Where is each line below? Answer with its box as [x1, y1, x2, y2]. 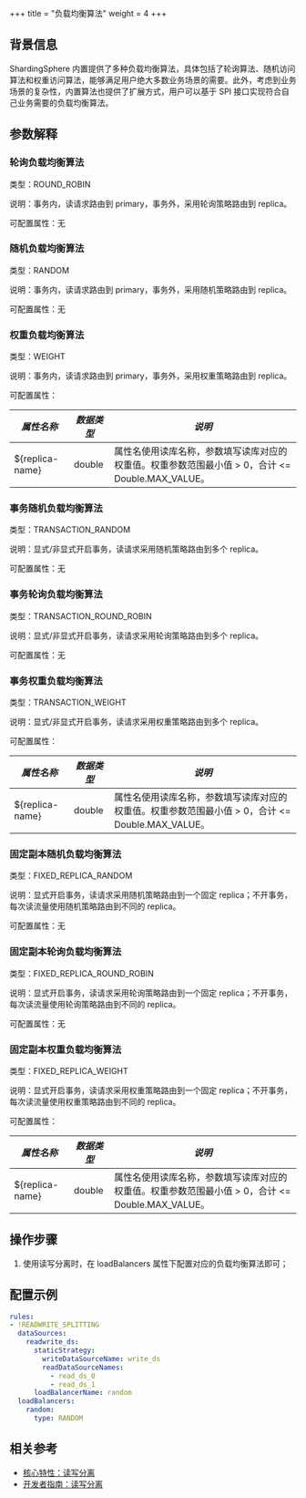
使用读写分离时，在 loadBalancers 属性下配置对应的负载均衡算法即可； [22, 1257, 289, 1269]
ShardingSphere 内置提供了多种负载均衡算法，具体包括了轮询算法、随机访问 [9, 63, 296, 74]
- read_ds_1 [49, 1379, 96, 1389]
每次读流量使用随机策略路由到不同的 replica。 [9, 901, 181, 912]
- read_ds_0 [49, 1371, 96, 1380]
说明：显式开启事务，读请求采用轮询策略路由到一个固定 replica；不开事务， [9, 987, 293, 998]
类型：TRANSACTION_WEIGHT [9, 697, 127, 708]
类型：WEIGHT [9, 351, 66, 362]
